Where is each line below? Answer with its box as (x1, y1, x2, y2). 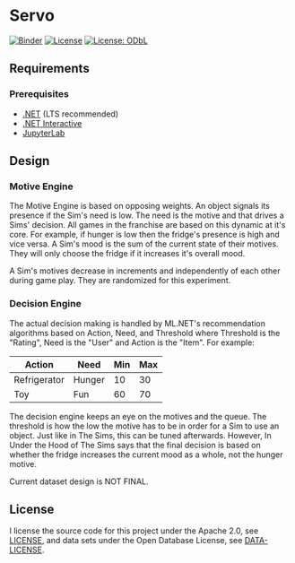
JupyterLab (22, 127, 65, 138)
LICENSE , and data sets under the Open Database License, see (9, 535, 243, 546)
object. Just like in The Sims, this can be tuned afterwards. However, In (9, 429, 272, 440)
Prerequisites (9, 88, 69, 100)
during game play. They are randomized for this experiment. (9, 275, 231, 286)
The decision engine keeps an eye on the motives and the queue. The (9, 411, 267, 421)
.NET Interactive (22, 117, 82, 128)
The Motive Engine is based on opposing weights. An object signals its (9, 201, 271, 212)
